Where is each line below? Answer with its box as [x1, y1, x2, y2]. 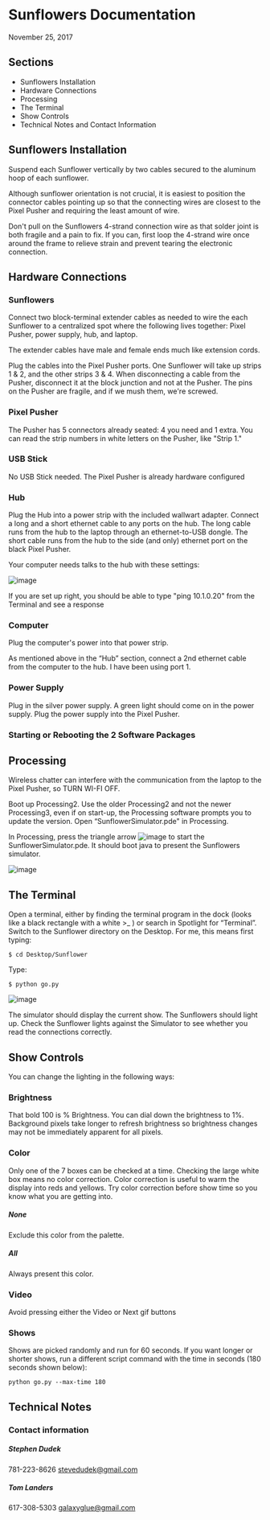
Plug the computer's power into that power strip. [8, 638, 169, 648]
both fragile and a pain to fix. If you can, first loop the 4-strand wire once [8, 229, 251, 239]
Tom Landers [8, 1483, 54, 1493]
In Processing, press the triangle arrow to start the [8, 832, 205, 842]
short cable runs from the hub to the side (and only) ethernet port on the [8, 536, 248, 546]
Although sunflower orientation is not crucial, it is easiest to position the [8, 188, 246, 198]
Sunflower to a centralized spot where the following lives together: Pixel [8, 321, 247, 331]
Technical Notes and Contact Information [19, 119, 157, 130]
